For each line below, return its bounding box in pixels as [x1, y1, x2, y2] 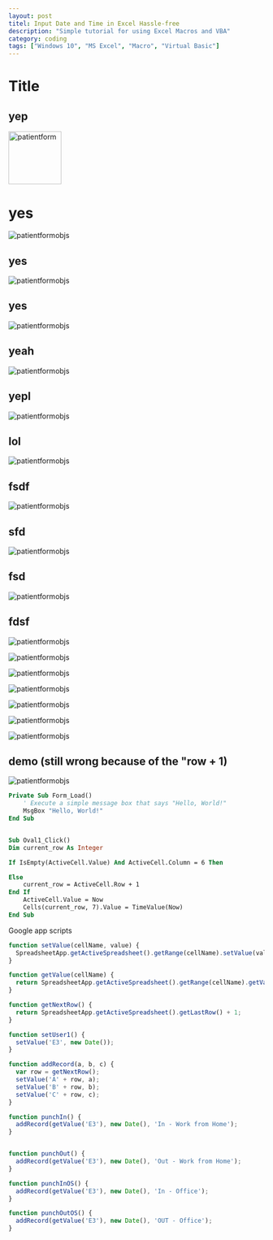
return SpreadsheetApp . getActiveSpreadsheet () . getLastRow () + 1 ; [15, 1008, 242, 1017]
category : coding [8, 34, 67, 43]
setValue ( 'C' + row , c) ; [15, 1090, 100, 1099]
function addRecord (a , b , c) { [8, 1060, 115, 1069]
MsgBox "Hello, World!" [23, 807, 104, 815]
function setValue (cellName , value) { [8, 941, 140, 949]
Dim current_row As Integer [8, 843, 104, 852]
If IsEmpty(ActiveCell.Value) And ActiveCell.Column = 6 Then [8, 858, 223, 866]
